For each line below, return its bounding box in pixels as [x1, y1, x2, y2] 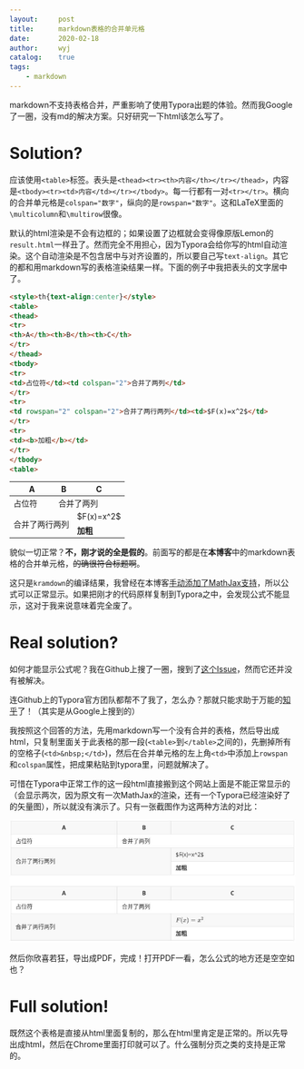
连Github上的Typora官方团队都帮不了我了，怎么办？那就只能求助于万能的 [9, 695, 283, 706]
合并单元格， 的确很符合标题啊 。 [25, 559, 145, 569]
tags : [9, 63, 30, 72]
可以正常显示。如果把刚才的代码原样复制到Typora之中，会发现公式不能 [16, 589, 283, 599]
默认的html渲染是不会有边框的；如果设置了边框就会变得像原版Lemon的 [9, 227, 274, 238]
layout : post [9, 15, 75, 24]
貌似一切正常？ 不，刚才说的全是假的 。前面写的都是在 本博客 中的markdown [9, 547, 288, 558]
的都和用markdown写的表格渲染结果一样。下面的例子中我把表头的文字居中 [9, 262, 288, 272]
